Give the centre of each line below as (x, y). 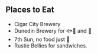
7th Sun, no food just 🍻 (42, 39)
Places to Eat (30, 10)
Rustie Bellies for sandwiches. (51, 45)
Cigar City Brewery (37, 24)
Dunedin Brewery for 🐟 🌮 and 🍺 (53, 31)
